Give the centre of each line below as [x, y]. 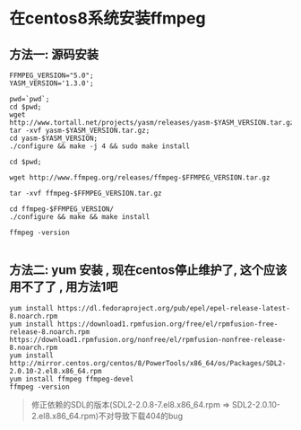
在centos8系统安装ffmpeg [107, 18]
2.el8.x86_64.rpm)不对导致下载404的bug [107, 416]
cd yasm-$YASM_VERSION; [54, 138]
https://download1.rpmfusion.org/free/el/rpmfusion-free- [168, 324]
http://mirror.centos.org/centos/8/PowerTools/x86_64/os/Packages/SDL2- [148, 363]
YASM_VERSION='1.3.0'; [52, 83]
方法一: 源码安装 [54, 54]
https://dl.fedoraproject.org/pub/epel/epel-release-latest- [174, 308]
